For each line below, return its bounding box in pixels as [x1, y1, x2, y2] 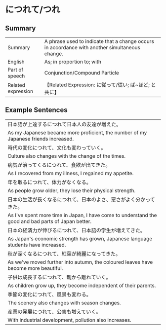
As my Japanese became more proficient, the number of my [7, 129, 147, 136]
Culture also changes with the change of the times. [7, 152, 126, 159]
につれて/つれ [5, 4, 61, 15]
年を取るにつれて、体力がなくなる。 [7, 179, 91, 185]
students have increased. [7, 241, 66, 248]
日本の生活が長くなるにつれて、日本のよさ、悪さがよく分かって [7, 196, 156, 203]
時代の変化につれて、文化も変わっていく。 [7, 144, 106, 151]
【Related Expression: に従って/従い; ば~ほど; [44, 81, 150, 88]
